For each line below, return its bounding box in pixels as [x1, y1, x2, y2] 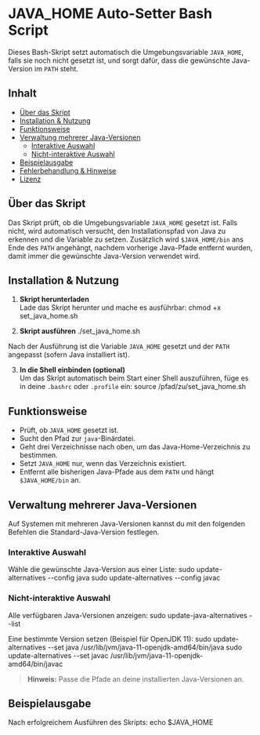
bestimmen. [19, 450, 58, 460]
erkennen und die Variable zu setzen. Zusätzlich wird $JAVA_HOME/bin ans [8, 235, 244, 244]
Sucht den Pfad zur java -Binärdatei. [19, 434, 135, 443]
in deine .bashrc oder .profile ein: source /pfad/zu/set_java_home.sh [19, 382, 247, 391]
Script [8, 21, 49, 39]
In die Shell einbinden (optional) [19, 366, 125, 375]
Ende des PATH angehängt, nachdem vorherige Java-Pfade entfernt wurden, [8, 242, 253, 252]
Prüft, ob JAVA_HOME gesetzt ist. [19, 425, 119, 435]
